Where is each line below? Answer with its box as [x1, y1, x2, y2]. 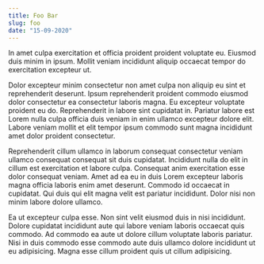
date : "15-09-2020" [8, 26, 73, 34]
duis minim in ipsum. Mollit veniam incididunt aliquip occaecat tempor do [8, 56, 246, 66]
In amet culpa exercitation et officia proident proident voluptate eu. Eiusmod [8, 49, 256, 58]
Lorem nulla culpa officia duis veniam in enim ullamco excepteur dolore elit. [8, 115, 254, 124]
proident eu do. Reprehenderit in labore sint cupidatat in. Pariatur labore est [8, 106, 255, 115]
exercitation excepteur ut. [8, 65, 92, 75]
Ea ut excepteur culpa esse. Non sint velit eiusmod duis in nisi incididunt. [8, 212, 246, 223]
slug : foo [8, 19, 41, 27]
